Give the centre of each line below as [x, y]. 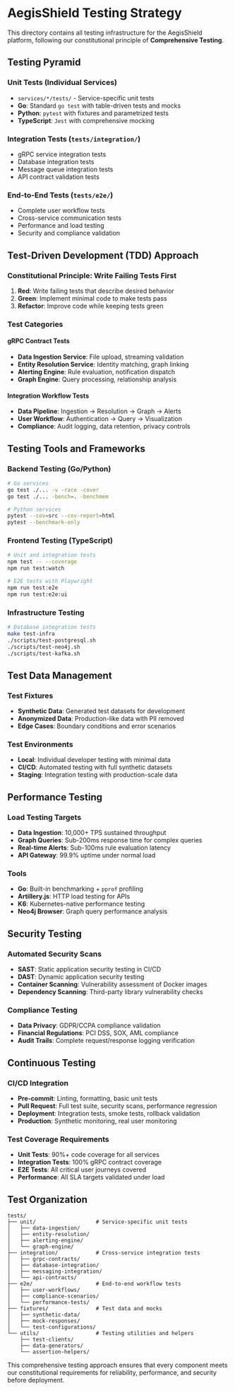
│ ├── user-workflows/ [44, 1290]
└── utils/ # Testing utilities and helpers [101, 1334]
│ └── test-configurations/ [52, 1327]
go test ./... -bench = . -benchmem [58, 497]
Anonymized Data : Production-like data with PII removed [101, 719]
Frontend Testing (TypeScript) [60, 541]
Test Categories [35, 324]
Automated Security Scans [55, 954]
